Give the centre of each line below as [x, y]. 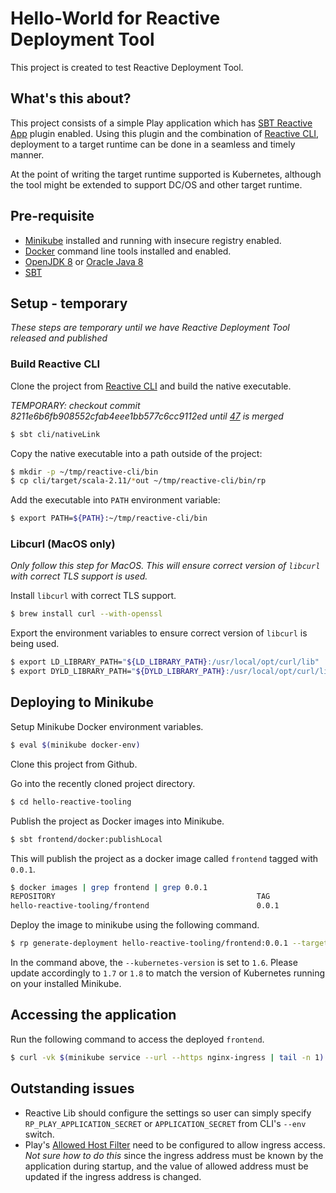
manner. [27, 154]
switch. [39, 1134]
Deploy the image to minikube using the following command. [135, 925]
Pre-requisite [52, 216]
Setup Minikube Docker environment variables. [107, 726]
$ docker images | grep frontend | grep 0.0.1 [109, 887]
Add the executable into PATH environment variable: [115, 500]
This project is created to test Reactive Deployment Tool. [127, 67]
